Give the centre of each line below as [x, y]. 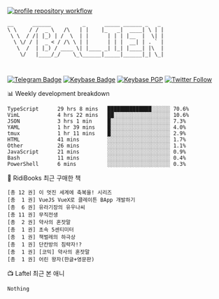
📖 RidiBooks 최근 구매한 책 [44, 178]
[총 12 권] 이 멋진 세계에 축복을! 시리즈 [60, 193]
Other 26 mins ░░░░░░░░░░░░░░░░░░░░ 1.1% [97, 146]
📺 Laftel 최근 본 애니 [36, 273]
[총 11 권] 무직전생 [33, 215]
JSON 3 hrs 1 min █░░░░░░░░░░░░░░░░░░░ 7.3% [97, 121]
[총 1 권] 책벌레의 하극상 [41, 237]
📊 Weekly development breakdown [58, 93]
